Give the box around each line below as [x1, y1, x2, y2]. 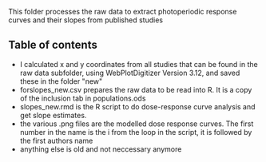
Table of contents [8, 38, 97, 52]
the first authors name [19, 136, 93, 145]
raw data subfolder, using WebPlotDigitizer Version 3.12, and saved [19, 68, 240, 77]
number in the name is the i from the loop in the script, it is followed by [19, 127, 252, 136]
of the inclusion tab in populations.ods [19, 93, 146, 103]
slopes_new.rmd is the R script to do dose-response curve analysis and [19, 101, 256, 111]
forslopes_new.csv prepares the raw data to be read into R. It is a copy [19, 85, 252, 94]
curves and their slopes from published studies [8, 15, 164, 25]
